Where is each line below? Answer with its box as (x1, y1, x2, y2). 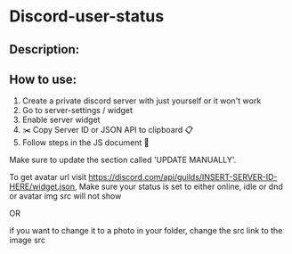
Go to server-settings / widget (21, 105, 134, 116)
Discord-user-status (9, 6, 165, 27)
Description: (9, 42, 80, 57)
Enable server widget (21, 114, 101, 126)
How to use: (9, 71, 77, 86)
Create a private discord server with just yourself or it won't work (21, 95, 262, 106)
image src (9, 234, 46, 246)
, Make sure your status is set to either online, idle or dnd (74, 181, 283, 193)
